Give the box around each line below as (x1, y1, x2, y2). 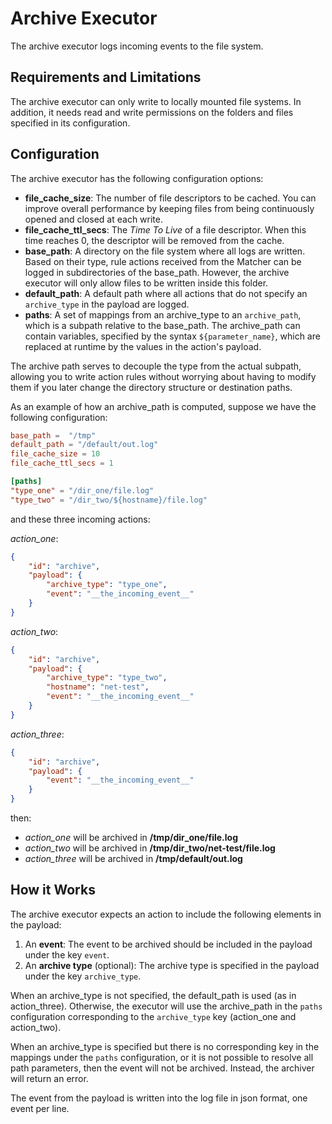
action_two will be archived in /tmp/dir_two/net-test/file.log (24, 842, 276, 854)
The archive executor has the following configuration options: (10, 172, 264, 184)
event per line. (10, 1102, 70, 1114)
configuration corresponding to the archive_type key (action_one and (10, 1010, 297, 1022)
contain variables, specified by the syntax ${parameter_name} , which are (24, 330, 321, 342)
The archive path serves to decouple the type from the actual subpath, (10, 360, 302, 372)
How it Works (10, 882, 96, 899)
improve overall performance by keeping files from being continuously (24, 202, 315, 214)
